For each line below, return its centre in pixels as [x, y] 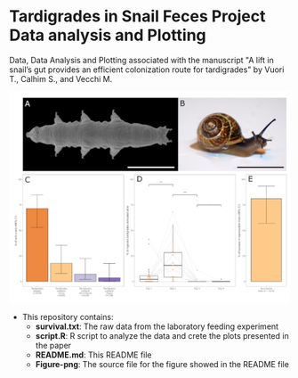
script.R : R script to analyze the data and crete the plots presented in [162, 335]
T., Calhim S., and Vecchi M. [61, 78]
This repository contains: [68, 316]
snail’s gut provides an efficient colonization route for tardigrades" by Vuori [147, 70]
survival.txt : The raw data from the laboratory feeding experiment [157, 326]
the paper [53, 345]
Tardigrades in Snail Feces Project [137, 16]
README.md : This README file [94, 355]
